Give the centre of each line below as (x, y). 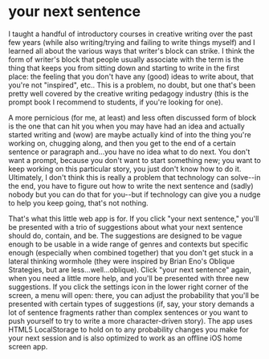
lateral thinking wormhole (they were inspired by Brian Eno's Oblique (122, 261)
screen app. (28, 346)
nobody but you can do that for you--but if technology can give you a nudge (134, 194)
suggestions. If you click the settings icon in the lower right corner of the (128, 287)
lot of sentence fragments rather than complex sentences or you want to (128, 312)
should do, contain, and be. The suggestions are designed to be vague (125, 235)
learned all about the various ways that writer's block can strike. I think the (132, 51)
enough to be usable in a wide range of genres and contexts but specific (128, 244)
